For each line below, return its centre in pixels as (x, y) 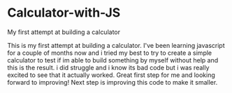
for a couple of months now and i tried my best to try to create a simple (110, 53)
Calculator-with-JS (64, 13)
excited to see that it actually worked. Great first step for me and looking (111, 75)
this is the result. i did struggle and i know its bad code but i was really (108, 67)
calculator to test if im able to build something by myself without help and (113, 60)
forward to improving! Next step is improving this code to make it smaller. (113, 82)
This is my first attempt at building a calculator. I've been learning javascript (116, 45)
